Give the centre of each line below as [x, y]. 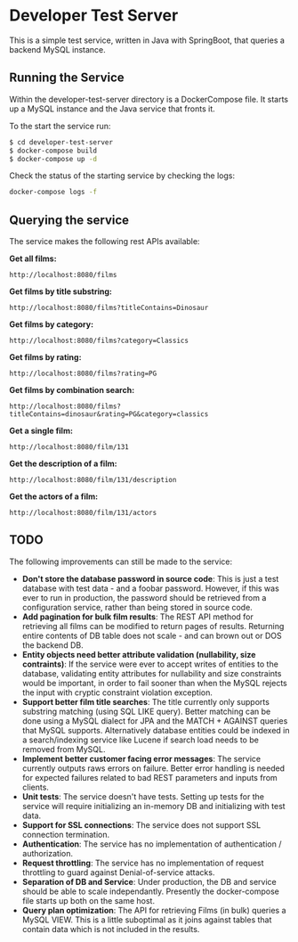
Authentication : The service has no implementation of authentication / [152, 844]
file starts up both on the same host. [89, 900]
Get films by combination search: [72, 390]
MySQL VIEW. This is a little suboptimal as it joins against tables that [147, 920]
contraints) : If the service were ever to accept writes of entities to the [150, 664]
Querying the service [69, 220]
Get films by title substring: [61, 291]
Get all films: [33, 258]
